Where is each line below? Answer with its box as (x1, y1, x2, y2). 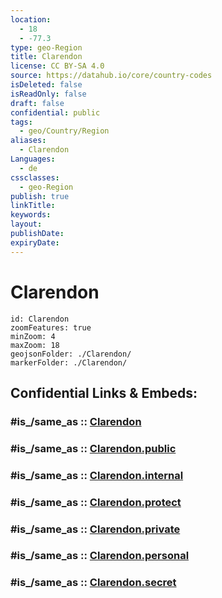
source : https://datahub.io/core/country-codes (10, 71, 213, 81)
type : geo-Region (10, 42, 83, 53)
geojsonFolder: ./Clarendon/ (10, 349, 132, 359)
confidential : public (10, 107, 101, 118)
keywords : (10, 210, 52, 220)
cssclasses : (10, 172, 60, 183)
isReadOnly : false (10, 89, 87, 99)
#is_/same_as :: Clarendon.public (10, 441, 177, 455)
